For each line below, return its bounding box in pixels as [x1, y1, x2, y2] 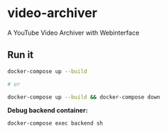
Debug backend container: [7, 106, 88, 115]
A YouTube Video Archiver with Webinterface [7, 28, 140, 37]
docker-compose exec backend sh [7, 120, 103, 127]
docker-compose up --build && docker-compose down [7, 94, 161, 101]
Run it [7, 49, 34, 61]
